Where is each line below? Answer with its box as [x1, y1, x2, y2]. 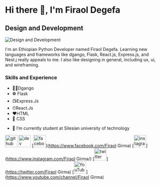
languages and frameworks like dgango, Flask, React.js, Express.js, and [5, 51, 149, 57]
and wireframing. [5, 62, 40, 68]
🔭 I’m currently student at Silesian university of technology [12, 125, 130, 131]
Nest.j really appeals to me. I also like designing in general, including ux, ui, [5, 57, 156, 63]
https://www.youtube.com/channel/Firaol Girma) [6, 174, 104, 180]
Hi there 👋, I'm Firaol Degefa [5, 4, 120, 16]
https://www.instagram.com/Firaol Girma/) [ [6, 156, 95, 162]
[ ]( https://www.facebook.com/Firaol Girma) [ [31, 143, 134, 149]
